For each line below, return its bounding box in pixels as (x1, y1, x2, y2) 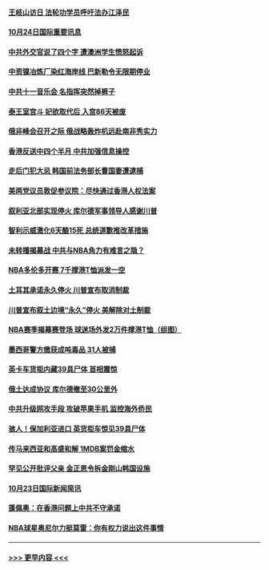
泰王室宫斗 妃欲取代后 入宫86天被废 (8, 107, 126, 116)
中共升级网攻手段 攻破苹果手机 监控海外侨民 (8, 404, 152, 414)
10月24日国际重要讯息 (8, 27, 82, 37)
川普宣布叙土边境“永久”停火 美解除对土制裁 (8, 305, 151, 314)
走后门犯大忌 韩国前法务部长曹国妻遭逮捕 (8, 166, 144, 176)
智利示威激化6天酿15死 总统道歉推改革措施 (8, 225, 149, 236)
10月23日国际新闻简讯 (8, 483, 82, 493)
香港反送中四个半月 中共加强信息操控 (8, 146, 130, 156)
